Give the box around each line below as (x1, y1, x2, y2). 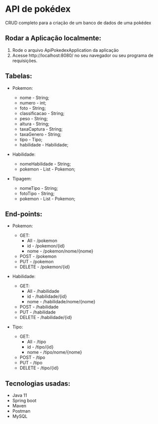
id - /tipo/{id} (27, 344, 54, 350)
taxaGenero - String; (19, 131, 62, 137)
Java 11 (12, 392, 27, 398)
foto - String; (19, 105, 46, 111)
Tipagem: (12, 176, 32, 181)
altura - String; (19, 121, 49, 127)
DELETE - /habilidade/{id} (19, 315, 73, 320)
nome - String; (19, 95, 49, 101)
